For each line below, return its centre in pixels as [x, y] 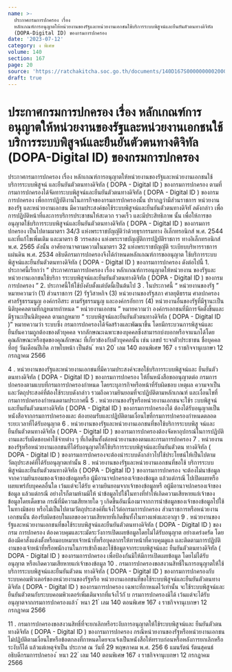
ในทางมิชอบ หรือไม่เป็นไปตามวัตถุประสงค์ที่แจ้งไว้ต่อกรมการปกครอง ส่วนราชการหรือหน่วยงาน [113, 509]
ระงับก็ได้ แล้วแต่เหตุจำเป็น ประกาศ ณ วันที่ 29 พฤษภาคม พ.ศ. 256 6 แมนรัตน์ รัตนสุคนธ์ [111, 647]
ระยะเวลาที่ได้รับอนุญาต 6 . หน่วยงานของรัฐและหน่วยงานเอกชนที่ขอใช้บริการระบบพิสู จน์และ [112, 424]
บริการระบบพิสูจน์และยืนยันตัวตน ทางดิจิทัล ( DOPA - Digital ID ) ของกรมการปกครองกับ [111, 571]
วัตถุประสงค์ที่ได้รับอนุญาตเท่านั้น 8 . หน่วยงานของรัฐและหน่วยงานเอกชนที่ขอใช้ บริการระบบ [111, 463]
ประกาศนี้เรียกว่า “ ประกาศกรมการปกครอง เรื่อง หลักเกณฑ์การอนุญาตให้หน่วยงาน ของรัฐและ [112, 270]
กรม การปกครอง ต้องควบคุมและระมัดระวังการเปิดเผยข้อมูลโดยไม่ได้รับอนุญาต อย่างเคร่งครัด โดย [116, 532]
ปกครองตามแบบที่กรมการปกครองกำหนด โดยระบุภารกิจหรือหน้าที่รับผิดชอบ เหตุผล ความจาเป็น [114, 385]
